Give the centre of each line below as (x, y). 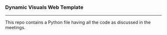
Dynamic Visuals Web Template (44, 7)
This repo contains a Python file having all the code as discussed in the (78, 22)
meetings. (15, 28)
